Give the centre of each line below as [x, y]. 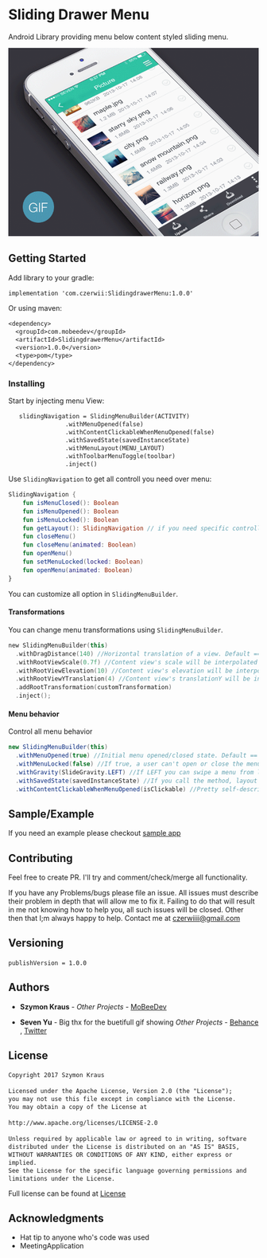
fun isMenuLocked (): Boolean [71, 519]
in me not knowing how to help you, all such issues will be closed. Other [126, 910]
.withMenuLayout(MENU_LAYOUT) [115, 449]
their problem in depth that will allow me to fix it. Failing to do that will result [132, 901]
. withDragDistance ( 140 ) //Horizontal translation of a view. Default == [138, 654]
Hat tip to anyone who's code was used [84, 1237]
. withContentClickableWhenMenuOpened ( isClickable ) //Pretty [117, 789]
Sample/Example [51, 814]
